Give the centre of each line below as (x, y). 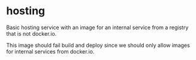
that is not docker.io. (31, 33)
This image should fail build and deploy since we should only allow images (98, 45)
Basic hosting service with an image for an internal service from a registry (97, 27)
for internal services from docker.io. (50, 51)
